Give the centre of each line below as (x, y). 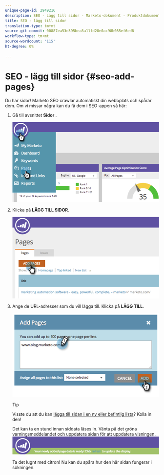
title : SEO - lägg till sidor (36, 21)
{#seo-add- (110, 76)
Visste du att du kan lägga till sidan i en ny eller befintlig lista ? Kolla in (82, 414)
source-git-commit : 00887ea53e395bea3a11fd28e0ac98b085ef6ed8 (70, 31)
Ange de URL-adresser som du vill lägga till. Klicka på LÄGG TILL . (78, 306)
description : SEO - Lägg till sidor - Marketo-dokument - (65, 15)
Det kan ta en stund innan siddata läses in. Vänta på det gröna (74, 429)
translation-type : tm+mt (30, 26)
